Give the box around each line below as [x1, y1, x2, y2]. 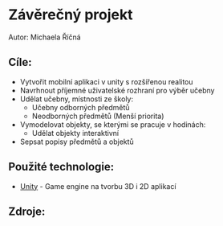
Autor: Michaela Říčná [8, 32, 82, 42]
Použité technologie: [8, 160, 115, 174]
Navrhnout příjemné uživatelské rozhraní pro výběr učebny [19, 85, 215, 95]
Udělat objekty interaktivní [31, 128, 119, 138]
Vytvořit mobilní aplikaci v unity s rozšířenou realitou [19, 76, 194, 86]
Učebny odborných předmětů [31, 102, 130, 112]
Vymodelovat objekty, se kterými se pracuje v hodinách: [19, 119, 206, 129]
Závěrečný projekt [8, 6, 133, 24]
